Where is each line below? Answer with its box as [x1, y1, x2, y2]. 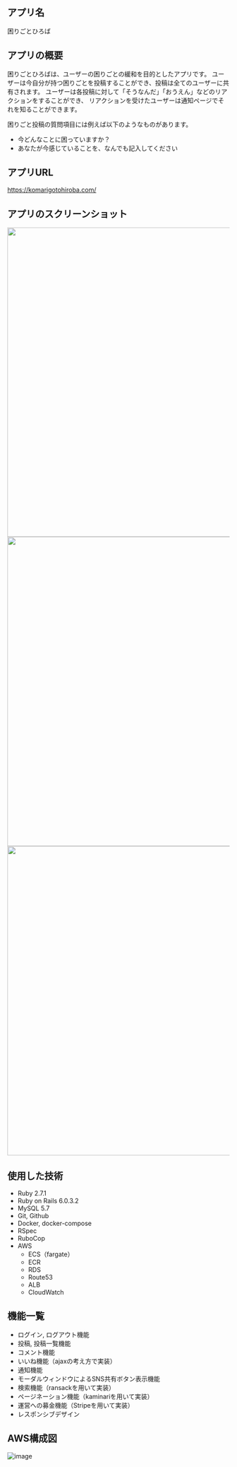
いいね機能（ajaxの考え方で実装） [17, 1357, 116, 1365]
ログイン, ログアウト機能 [17, 1330, 90, 1338]
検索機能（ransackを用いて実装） [17, 1383, 115, 1391]
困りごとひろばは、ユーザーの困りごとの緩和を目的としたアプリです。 [7, 69, 211, 78]
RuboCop [17, 1234, 46, 1243]
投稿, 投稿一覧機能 [17, 1339, 71, 1348]
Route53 [28, 1273, 53, 1282]
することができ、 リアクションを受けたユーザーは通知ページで [37, 96, 219, 105]
